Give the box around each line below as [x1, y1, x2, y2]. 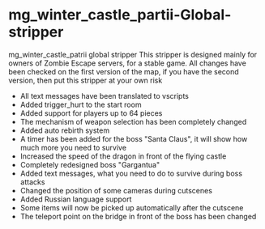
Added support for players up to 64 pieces [19, 108, 163, 118]
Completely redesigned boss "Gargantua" [19, 159, 160, 169]
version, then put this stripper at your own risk [8, 75, 163, 85]
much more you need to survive [19, 142, 127, 152]
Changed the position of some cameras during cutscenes [19, 185, 213, 195]
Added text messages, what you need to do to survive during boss [19, 168, 243, 178]
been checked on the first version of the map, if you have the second [8, 66, 239, 76]
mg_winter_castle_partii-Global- [8, 6, 232, 24]
